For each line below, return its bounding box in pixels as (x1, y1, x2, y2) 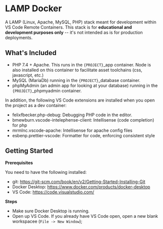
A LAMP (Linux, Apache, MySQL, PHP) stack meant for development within (5, 19, 157, 25)
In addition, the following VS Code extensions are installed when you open (5, 97, 155, 103)
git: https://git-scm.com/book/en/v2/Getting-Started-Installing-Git (12, 179, 145, 185)
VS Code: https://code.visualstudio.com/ (12, 189, 94, 195)
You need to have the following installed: (5, 169, 87, 175)
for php (12, 122, 27, 128)
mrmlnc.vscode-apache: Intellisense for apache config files (12, 127, 133, 133)
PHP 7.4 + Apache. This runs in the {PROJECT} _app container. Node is (12, 62, 151, 67)
